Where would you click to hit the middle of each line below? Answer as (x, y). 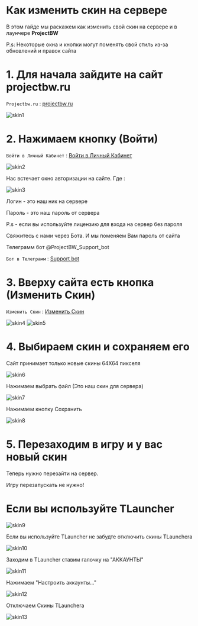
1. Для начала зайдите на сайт (85, 75)
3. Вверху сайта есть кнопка (80, 282)
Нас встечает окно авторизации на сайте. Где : (66, 178)
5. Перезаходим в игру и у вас (84, 444)
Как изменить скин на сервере (87, 10)
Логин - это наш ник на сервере (47, 201)
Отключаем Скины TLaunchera (45, 605)
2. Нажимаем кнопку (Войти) (82, 139)
